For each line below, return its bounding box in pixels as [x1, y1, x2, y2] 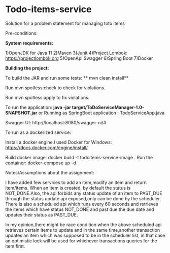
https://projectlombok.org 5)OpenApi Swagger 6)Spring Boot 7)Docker [5, 55, 153, 61]
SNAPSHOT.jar [5, 110, 38, 116]
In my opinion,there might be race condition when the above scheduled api [5, 222, 162, 228]
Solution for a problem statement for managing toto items [5, 20, 125, 26]
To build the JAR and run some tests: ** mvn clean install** [5, 75, 129, 81]
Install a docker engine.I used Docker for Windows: [5, 139, 112, 145]
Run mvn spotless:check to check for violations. [5, 85, 106, 91]
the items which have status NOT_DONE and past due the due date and [5, 206, 154, 212]
